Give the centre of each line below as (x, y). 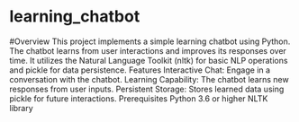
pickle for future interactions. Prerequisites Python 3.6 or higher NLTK (139, 98)
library (21, 108)
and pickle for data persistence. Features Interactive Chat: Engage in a (140, 70)
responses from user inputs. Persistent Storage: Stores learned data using (147, 89)
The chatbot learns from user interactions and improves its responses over (148, 50)
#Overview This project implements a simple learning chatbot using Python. (150, 41)
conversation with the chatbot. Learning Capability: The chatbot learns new (149, 79)
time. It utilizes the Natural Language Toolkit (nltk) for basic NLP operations (149, 60)
